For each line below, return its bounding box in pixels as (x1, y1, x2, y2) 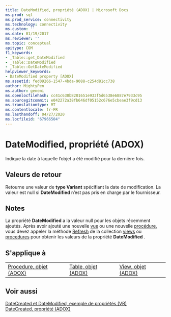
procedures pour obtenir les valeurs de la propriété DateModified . (5, 234, 146, 240)
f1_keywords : (5, 50, 33, 55)
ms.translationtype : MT (5, 103, 56, 108)
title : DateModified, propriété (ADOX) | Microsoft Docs (5, 7, 129, 13)
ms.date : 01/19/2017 (5, 31, 49, 36)
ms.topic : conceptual (5, 41, 51, 46)
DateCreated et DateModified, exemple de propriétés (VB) (5, 300, 127, 306)
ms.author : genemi (5, 88, 44, 93)
